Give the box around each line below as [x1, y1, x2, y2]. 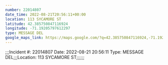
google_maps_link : [5, 35, 43, 40]
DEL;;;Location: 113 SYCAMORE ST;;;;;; [5, 54, 85, 60]
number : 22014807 [5, 7, 41, 12]
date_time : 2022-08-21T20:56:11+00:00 [5, 12, 86, 17]
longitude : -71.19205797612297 [5, 26, 70, 31]
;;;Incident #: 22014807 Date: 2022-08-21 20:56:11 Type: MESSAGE [5, 48, 144, 55]
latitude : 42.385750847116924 [5, 21, 68, 26]
